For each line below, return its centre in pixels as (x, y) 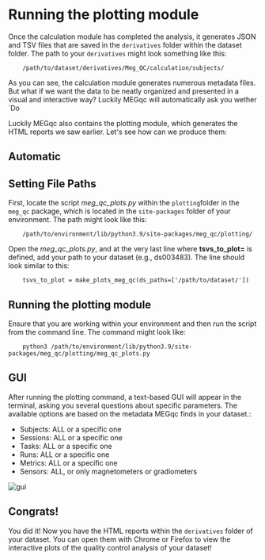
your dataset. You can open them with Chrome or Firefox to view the (119, 539)
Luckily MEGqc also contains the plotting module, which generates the (123, 123)
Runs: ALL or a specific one (64, 455)
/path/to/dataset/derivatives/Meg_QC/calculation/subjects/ (123, 68)
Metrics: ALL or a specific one (69, 462)
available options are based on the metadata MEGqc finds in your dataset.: (130, 413)
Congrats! (34, 512)
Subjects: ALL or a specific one (70, 429)
